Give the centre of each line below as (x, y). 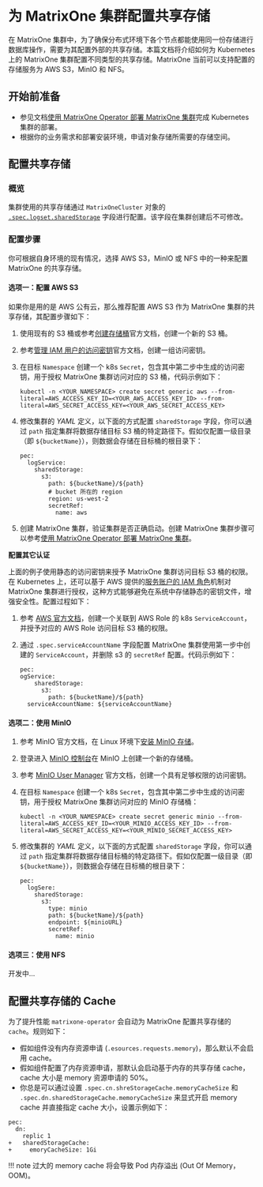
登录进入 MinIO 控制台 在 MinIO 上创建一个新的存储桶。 (109, 758)
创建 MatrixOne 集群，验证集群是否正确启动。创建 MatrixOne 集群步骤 (133, 528)
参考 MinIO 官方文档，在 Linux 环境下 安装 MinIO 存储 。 (109, 742)
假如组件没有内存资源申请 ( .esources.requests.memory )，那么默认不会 (133, 1048)
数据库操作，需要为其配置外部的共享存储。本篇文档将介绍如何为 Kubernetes (131, 49)
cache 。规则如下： (38, 1031)
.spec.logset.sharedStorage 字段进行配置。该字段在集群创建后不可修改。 (128, 217)
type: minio (68, 909)
